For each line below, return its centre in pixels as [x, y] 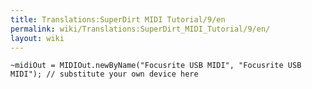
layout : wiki [37, 38]
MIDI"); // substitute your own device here [104, 74]
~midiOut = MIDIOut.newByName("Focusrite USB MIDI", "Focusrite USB [156, 66]
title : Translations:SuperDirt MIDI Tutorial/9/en [118, 19]
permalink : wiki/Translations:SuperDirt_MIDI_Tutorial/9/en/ [140, 29]
